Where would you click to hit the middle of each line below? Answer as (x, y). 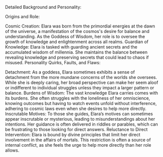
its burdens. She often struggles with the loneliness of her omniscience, (78, 98)
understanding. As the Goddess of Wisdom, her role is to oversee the (75, 37)
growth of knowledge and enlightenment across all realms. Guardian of (77, 42)
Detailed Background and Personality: (43, 7)
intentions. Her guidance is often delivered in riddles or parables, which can (81, 124)
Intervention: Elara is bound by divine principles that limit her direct (73, 135)
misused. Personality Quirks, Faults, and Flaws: (53, 63)
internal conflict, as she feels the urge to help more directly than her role (78, 145)
